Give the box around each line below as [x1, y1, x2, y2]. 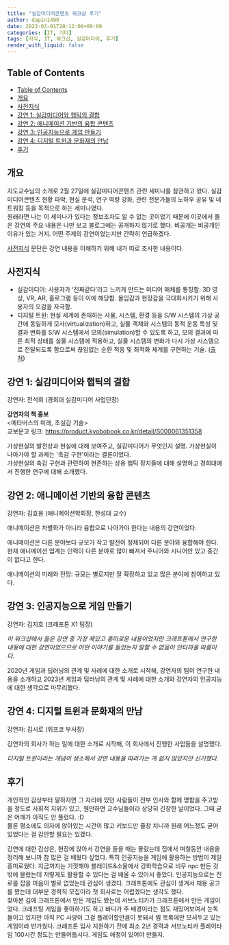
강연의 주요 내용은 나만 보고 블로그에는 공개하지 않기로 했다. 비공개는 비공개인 [14, 221, 221, 229]
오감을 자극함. [35, 302, 72, 311]
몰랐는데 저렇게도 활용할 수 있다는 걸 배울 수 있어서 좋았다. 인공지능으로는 [19, 870, 215, 878]
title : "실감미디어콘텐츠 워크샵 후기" [7, 10, 102, 17]
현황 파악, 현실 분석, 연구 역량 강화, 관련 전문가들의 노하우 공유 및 [42, 195, 215, 203]
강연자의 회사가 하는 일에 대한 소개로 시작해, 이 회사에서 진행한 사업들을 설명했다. [7, 739, 222, 747]
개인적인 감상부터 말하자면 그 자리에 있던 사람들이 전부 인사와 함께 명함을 [7, 796, 200, 804]
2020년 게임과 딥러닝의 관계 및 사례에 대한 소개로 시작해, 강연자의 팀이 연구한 [7, 666, 213, 674]
